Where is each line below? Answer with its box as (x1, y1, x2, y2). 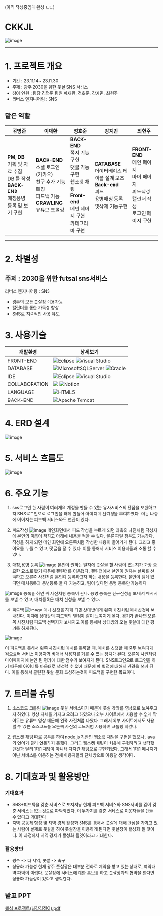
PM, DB (7, 153, 25, 160)
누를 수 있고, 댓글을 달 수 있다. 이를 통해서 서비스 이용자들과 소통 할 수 (25, 545, 157, 552)
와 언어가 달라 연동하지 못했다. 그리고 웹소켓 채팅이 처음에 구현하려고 (12, 740, 142, 746)
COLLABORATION (7, 381, 49, 387)
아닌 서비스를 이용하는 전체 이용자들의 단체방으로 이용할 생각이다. (12, 752, 135, 758)
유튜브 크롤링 (35, 206, 65, 213)
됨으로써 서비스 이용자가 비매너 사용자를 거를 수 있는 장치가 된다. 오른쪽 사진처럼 (5, 651, 157, 657)
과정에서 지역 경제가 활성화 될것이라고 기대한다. (23, 832, 113, 838)
